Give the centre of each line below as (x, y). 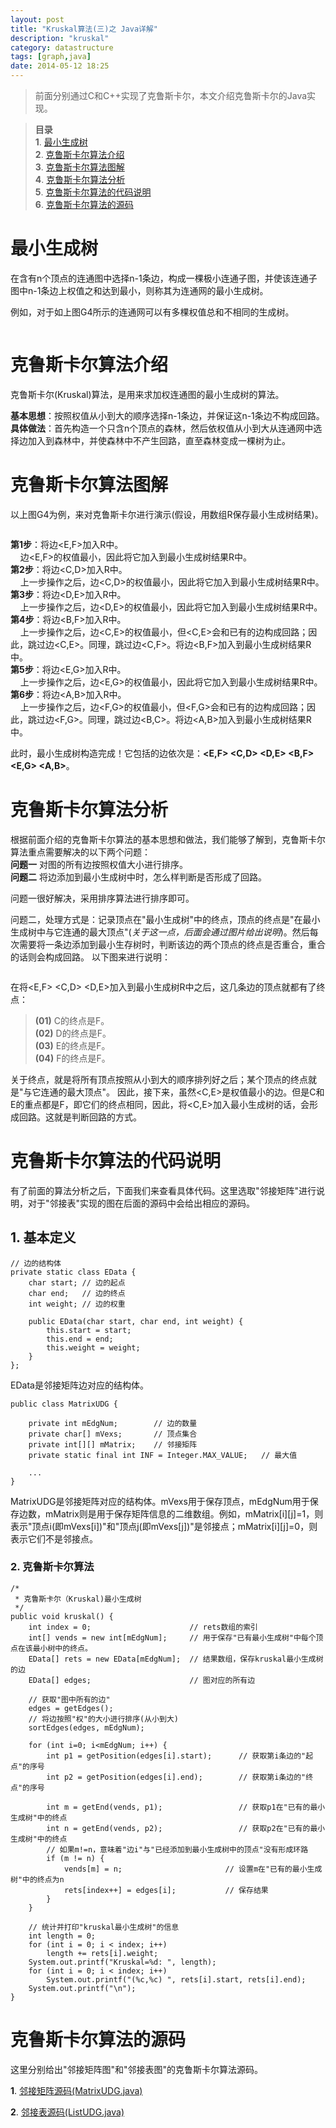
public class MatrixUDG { (64, 1404)
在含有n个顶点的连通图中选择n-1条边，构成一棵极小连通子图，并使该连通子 (164, 278)
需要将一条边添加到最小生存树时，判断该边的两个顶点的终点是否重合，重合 (172, 944)
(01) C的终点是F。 (72, 1020)
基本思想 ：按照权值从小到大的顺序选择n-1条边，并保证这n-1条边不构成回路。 (167, 415)
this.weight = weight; (93, 1347)
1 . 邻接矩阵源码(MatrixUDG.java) (76, 2090)
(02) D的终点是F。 (73, 1033)
